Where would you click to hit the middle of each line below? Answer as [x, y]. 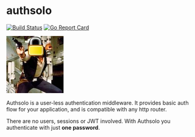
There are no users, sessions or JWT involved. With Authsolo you [88, 121]
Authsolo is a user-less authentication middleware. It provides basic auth [97, 103]
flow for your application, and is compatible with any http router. [87, 109]
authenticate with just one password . [53, 127]
